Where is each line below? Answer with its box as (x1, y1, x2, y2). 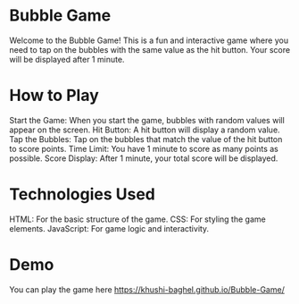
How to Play (9, 86, 100, 106)
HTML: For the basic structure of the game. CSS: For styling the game (9, 214, 266, 224)
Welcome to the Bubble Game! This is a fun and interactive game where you (9, 35, 288, 46)
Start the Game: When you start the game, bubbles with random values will (9, 114, 286, 125)
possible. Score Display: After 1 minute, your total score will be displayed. (9, 153, 278, 164)
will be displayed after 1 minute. (9, 54, 125, 64)
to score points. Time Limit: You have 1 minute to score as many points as (9, 143, 279, 154)
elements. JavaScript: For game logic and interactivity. (9, 223, 210, 233)
